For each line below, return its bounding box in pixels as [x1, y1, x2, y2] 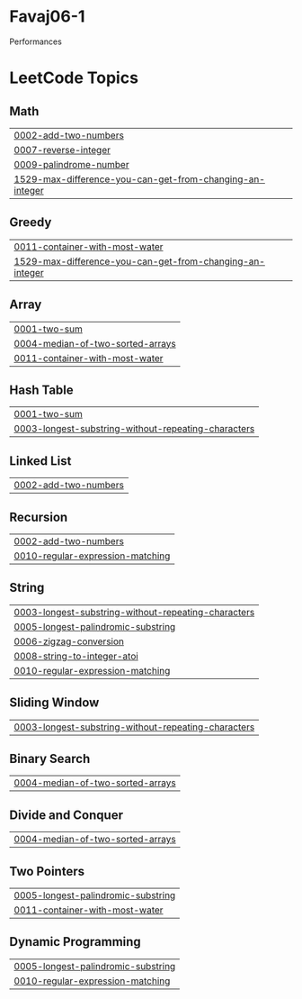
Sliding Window [9, 695, 100, 711]
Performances [9, 36, 63, 47]
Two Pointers [9, 863, 85, 879]
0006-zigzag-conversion [13, 635, 124, 648]
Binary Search [9, 751, 91, 767]
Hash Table [9, 382, 74, 397]
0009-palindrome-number [13, 158, 129, 170]
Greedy [9, 214, 52, 231]
